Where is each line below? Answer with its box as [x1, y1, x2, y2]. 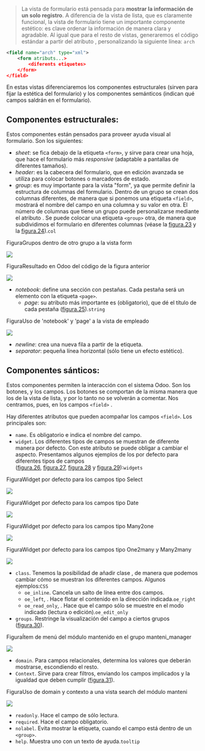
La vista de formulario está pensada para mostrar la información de [21, 6, 194, 12]
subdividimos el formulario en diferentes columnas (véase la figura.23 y [15, 221, 196, 228]
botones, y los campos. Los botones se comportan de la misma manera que [6, 388, 198, 395]
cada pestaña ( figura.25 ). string [24, 306, 105, 313]
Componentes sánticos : [6, 365, 100, 375]
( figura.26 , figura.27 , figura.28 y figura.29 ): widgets [15, 464, 143, 471]
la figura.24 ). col [15, 227, 56, 235]
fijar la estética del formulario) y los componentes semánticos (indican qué [6, 90, 195, 98]
